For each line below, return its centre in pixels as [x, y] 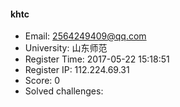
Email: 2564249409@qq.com [85, 36]
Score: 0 [42, 81]
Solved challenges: [64, 91]
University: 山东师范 [66, 48]
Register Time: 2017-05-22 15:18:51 [97, 59]
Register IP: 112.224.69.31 [77, 70]
